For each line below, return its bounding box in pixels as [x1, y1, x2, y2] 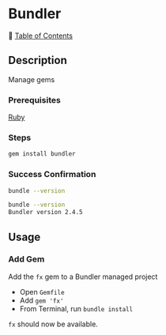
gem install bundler [8, 150, 77, 158]
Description [8, 54, 67, 67]
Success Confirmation [8, 169, 96, 180]
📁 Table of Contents [8, 31, 74, 40]
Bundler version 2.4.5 [8, 209, 83, 216]
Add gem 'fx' [19, 295, 64, 305]
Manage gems [8, 74, 55, 84]
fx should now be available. [8, 319, 99, 329]
